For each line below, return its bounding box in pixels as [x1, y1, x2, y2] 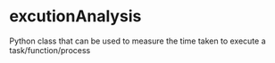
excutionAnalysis [9, 6, 142, 27]
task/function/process [9, 44, 91, 55]
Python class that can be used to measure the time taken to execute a [9, 35, 266, 46]
